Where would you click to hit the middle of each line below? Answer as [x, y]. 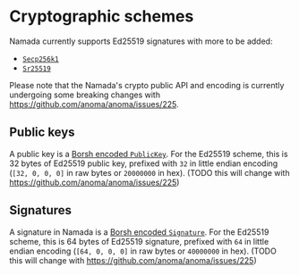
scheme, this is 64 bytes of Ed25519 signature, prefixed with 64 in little [139, 241]
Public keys [42, 133]
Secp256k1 [41, 59]
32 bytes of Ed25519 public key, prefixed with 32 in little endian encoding [144, 163]
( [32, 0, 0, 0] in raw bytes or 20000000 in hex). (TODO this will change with [149, 172]
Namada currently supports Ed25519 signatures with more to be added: [141, 41]
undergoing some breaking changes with [85, 95]
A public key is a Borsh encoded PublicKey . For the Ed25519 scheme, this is [149, 154]
